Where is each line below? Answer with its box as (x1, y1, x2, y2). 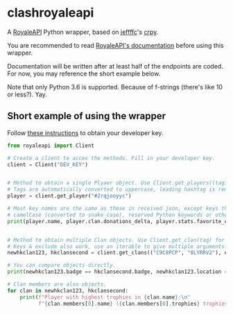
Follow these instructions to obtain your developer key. (7, 128, 164, 137)
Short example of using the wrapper (7, 110, 166, 122)
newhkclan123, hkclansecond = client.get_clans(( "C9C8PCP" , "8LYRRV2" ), (7, 250, 222, 256)
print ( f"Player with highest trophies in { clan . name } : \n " (19, 293, 191, 301)
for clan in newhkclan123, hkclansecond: (7, 287, 129, 294)
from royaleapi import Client (7, 142, 95, 149)
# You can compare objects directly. (7, 262, 116, 269)
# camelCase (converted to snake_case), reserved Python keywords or (7, 211, 213, 218)
